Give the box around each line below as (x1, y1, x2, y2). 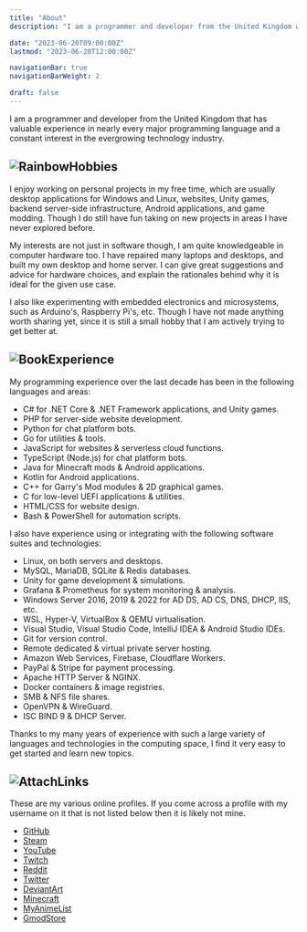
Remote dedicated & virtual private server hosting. (22, 643, 213, 654)
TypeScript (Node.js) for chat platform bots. (22, 452, 187, 463)
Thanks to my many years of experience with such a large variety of (9, 728, 266, 739)
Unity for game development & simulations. (22, 574, 185, 585)
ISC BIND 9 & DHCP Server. (22, 710, 127, 721)
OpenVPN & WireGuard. (22, 700, 112, 712)
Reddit (22, 864, 48, 875)
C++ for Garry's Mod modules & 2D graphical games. (22, 481, 224, 492)
